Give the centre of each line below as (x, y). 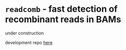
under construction (25, 33)
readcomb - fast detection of (62, 9)
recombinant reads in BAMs (63, 19)
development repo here (29, 42)
